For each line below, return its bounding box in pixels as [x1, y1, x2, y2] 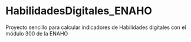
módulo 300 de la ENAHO [5, 30, 68, 37]
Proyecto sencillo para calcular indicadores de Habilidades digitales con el [5, 24, 186, 31]
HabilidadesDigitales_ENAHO [5, 4, 153, 18]
